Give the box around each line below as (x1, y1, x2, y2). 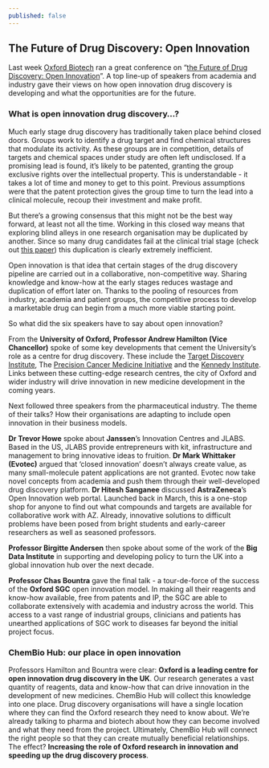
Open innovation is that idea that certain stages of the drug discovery (8, 260, 238, 270)
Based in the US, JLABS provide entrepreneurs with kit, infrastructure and (8, 442, 253, 451)
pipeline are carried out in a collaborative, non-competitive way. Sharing (8, 268, 247, 278)
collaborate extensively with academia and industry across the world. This (8, 601, 255, 611)
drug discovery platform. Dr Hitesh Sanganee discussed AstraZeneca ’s (8, 484, 247, 494)
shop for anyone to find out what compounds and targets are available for (8, 501, 252, 511)
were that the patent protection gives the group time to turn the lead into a (8, 186, 254, 196)
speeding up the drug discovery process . (8, 750, 149, 760)
